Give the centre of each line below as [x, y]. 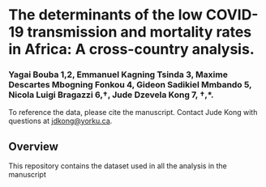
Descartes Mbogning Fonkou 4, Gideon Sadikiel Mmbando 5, [130, 85]
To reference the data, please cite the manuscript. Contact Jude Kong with [133, 113]
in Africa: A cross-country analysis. [131, 49]
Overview [34, 146]
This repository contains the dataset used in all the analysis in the [118, 166]
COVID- [232, 15]
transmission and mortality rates [139, 32]
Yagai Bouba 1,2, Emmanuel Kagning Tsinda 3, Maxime [118, 74]
